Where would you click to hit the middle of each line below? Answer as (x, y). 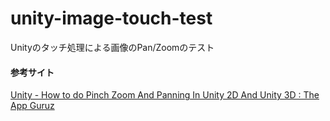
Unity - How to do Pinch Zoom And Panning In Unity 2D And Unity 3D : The (165, 95)
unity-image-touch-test (111, 18)
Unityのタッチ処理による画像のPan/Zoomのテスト (112, 47)
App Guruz (32, 106)
